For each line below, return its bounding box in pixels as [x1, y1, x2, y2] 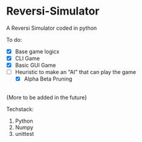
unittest [15, 130, 34, 138]
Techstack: [6, 106, 34, 113]
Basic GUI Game [15, 62, 56, 69]
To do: [6, 36, 22, 43]
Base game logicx [15, 47, 60, 55]
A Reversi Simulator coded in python [6, 24, 97, 32]
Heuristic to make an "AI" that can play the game [15, 69, 137, 76]
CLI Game [15, 55, 40, 62]
